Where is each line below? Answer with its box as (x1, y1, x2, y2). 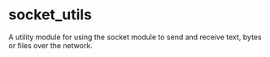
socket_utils (8, 6, 92, 24)
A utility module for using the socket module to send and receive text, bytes (8, 32, 262, 42)
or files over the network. (8, 40, 94, 50)
